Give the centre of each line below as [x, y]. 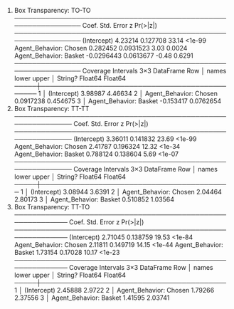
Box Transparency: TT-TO [52, 207]
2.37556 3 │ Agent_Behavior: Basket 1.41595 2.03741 [92, 298]
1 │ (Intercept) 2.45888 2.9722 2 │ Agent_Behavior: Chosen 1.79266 [114, 290]
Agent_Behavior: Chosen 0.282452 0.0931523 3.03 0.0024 [101, 48]
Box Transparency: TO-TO [52, 10]
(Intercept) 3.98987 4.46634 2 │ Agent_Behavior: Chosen [133, 93]
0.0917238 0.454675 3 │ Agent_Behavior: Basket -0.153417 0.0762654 [118, 101]
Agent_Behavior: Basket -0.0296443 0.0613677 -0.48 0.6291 [103, 56]
